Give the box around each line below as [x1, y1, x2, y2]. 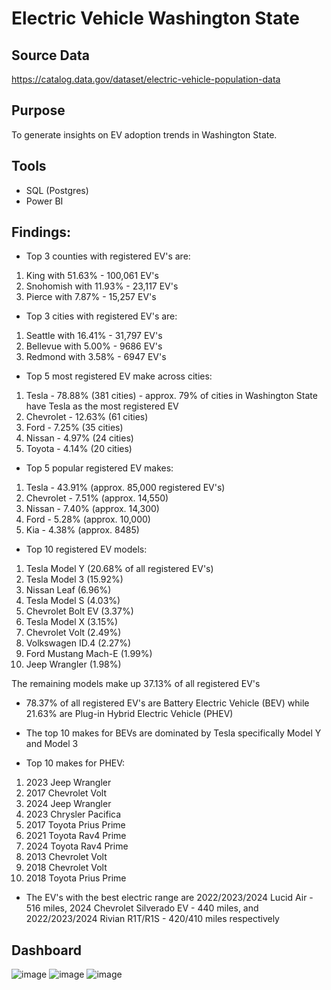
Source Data [11, 47, 90, 64]
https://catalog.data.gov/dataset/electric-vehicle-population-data [11, 73, 281, 85]
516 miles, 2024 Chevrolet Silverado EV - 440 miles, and [25, 902, 259, 914]
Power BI [25, 195, 64, 207]
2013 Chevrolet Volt [25, 851, 108, 863]
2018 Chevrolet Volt [25, 862, 108, 874]
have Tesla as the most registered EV [25, 400, 179, 412]
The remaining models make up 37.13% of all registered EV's [11, 678, 261, 690]
